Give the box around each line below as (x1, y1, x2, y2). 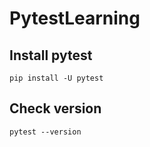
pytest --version (9, 127, 82, 137)
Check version (9, 100, 102, 117)
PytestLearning (9, 7, 141, 30)
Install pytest (9, 47, 93, 64)
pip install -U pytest (9, 73, 104, 83)
